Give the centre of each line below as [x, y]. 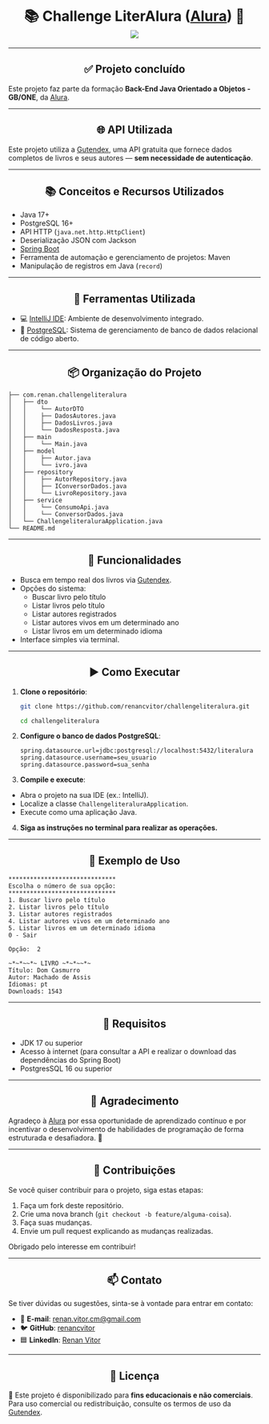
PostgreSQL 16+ [46, 223]
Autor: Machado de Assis [50, 978]
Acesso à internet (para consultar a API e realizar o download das [128, 1052]
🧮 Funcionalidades [134, 561]
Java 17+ [34, 215]
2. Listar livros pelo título [59, 907]
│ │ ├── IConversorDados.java [68, 486]
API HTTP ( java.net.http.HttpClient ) [82, 232]
